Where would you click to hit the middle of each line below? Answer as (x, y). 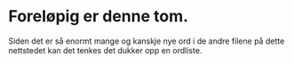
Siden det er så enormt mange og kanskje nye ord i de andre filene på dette (147, 41)
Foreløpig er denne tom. (98, 16)
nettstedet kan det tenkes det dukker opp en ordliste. (105, 50)
